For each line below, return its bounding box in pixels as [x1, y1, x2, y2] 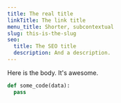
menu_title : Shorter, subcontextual [7, 23, 114, 30]
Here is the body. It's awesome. [7, 68, 99, 77]
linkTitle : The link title [7, 17, 86, 24]
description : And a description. [13, 50, 111, 57]
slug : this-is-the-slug [7, 29, 77, 37]
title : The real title [7, 10, 73, 18]
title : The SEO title [13, 43, 77, 50]
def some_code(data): [7, 82, 71, 89]
